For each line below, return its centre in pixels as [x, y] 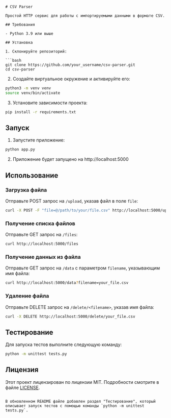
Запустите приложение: [39, 140]
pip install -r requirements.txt [41, 112]
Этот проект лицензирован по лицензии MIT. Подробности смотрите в [82, 382]
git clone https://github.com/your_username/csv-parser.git [70, 65]
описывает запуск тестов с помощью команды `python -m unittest [75, 406]
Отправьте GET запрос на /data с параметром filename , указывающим [83, 268]
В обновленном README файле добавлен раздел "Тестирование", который [81, 401]
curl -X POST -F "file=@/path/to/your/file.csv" [58, 210]
